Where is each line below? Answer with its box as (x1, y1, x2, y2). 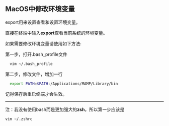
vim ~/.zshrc (5, 116, 33, 121)
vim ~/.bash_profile (10, 61, 53, 67)
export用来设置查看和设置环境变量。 (5, 19, 80, 25)
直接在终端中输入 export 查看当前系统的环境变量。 (5, 30, 108, 36)
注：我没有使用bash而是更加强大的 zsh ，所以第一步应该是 (5, 106, 125, 112)
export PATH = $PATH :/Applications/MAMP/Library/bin (10, 81, 118, 86)
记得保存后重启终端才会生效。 (5, 91, 67, 97)
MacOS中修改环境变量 (5, 5, 75, 14)
